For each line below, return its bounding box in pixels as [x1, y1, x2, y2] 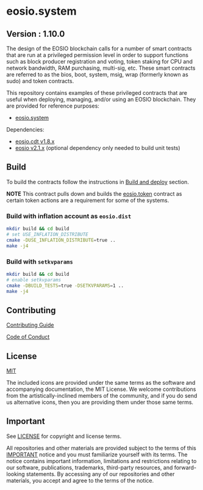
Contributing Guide [6, 321, 54, 329]
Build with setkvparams [6, 257, 73, 265]
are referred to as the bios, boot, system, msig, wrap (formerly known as [6, 71, 189, 78]
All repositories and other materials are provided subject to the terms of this [6, 444, 196, 451]
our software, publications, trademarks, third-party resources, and [6, 464, 173, 471]
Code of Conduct [6, 333, 50, 341]
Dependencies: [6, 126, 45, 133]
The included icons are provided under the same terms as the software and [6, 379, 196, 387]
